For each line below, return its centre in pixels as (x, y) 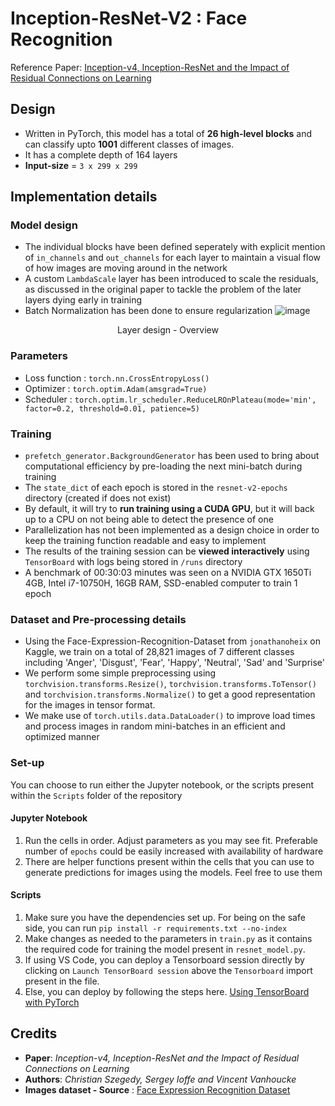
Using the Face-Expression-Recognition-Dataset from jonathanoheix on (172, 641)
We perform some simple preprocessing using (120, 673)
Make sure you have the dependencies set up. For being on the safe (165, 918)
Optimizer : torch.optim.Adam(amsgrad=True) (116, 388)
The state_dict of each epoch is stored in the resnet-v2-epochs (156, 488)
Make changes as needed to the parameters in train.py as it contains (168, 939)
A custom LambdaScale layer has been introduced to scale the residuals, (171, 279)
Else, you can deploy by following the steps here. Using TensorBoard (167, 992)
